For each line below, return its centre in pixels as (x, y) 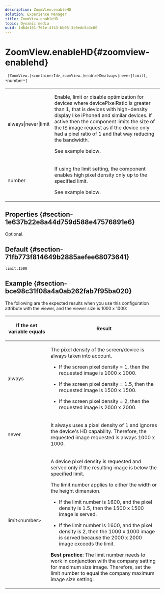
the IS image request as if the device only (102, 128)
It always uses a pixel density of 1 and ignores (104, 425)
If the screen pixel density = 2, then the (104, 401)
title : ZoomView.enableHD (31, 19)
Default (17, 249)
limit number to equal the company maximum (103, 573)
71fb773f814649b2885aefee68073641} (67, 257)
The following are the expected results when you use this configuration (77, 303)
